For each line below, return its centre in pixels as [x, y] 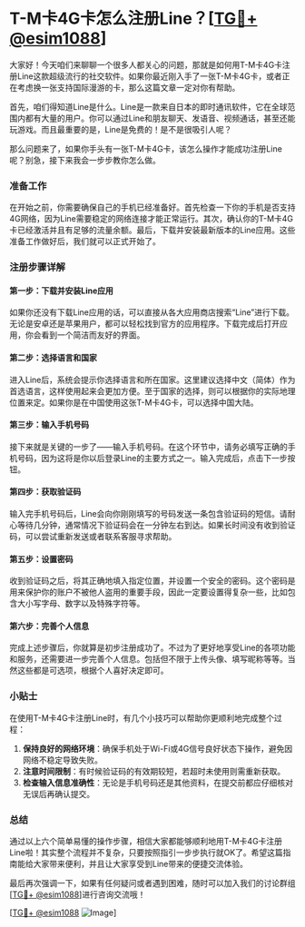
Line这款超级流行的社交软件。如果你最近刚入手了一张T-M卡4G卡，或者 [150, 76]
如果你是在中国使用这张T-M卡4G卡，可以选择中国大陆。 [153, 402]
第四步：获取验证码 [45, 492]
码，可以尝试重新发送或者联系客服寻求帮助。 [93, 536]
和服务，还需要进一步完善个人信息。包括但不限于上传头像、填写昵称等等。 [148, 659]
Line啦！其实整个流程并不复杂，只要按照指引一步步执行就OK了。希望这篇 [146, 852]
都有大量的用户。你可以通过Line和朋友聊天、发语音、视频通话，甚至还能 [160, 118]
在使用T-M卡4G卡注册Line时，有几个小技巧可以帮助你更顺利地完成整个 [142, 717]
